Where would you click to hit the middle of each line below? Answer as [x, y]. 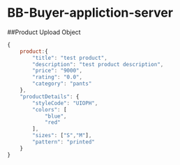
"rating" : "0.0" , [57, 77]
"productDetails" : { [50, 96]
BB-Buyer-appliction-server [90, 13]
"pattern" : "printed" [64, 142]
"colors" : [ [50, 109]
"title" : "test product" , [70, 58]
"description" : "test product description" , [98, 64]
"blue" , [56, 116]
